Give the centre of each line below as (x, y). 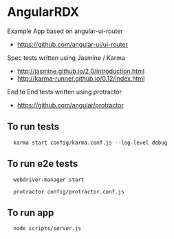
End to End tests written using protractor (65, 92)
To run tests (33, 127)
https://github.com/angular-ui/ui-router (73, 44)
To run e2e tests (43, 164)
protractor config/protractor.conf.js (69, 191)
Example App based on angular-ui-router (65, 31)
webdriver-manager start (49, 180)
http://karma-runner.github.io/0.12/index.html (81, 78)
